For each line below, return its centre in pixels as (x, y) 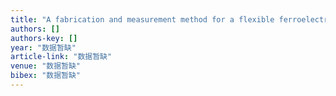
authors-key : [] (44, 38)
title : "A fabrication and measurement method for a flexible (142, 19)
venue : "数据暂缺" (46, 66)
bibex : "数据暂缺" (46, 76)
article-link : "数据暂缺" (61, 57)
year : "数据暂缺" (43, 47)
